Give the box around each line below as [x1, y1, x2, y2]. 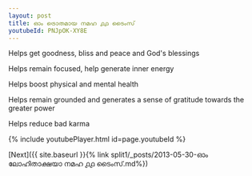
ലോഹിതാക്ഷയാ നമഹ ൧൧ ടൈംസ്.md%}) [8, 159, 149, 169]
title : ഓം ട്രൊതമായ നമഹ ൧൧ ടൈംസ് [8, 19, 135, 27]
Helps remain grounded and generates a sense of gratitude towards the [8, 95, 245, 105]
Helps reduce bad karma [8, 119, 90, 129]
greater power [8, 103, 55, 113]
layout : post [8, 11, 52, 20]
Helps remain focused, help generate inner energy [8, 64, 174, 74]
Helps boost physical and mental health [8, 79, 138, 89]
